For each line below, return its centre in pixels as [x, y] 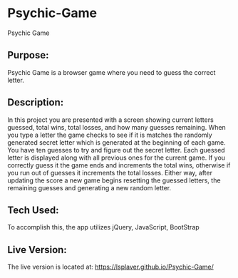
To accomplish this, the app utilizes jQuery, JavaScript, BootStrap [103, 227]
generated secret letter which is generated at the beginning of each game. [117, 142]
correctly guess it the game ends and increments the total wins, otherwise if [119, 165]
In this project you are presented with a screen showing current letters [110, 120]
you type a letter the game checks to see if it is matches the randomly [110, 135]
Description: [36, 102]
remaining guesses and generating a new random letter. [89, 187]
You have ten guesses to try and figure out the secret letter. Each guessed [117, 150]
